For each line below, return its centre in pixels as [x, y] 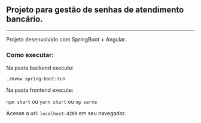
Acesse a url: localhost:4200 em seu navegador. [66, 113]
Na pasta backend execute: [40, 68]
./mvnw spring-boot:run [36, 79]
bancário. [25, 19]
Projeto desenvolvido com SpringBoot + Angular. [66, 39]
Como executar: [30, 55]
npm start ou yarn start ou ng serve [52, 102]
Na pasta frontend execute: [40, 90]
